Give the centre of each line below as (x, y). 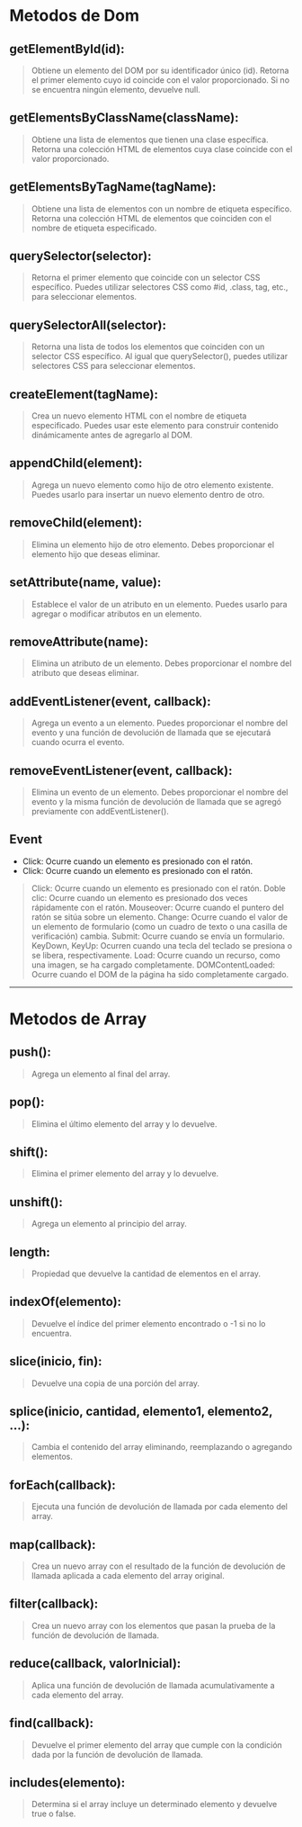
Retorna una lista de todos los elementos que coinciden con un (148, 346)
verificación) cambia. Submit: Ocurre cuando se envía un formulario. (158, 936)
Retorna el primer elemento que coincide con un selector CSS (146, 278)
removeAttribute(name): (79, 641)
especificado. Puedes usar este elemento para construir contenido (155, 426)
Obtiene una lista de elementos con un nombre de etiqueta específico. (161, 209)
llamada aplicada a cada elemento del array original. (128, 1576)
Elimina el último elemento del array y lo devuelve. (124, 1124)
